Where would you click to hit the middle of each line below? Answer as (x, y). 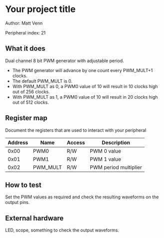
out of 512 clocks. (30, 102)
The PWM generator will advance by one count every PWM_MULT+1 (82, 70)
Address (18, 142)
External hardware (34, 218)
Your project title (40, 9)
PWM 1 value (105, 159)
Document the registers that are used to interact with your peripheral (76, 130)
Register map (26, 118)
